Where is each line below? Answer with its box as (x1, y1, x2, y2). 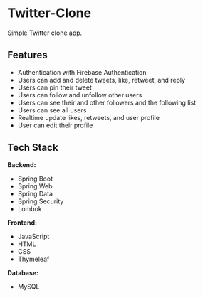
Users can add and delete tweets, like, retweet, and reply (17, 75, 186, 84)
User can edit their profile (17, 121, 93, 129)
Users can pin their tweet (17, 83, 93, 92)
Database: (7, 268, 39, 277)
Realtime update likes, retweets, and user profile (17, 113, 160, 122)
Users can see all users (17, 105, 87, 115)
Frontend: (7, 218, 38, 227)
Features (7, 49, 48, 61)
